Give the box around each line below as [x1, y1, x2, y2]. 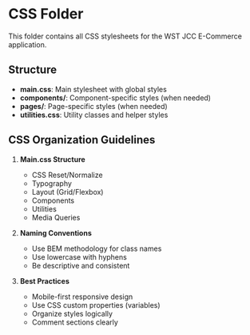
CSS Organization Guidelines [8, 133, 156, 147]
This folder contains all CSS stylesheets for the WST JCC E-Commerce [8, 31, 242, 41]
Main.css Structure [19, 154, 85, 164]
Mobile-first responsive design [31, 292, 133, 301]
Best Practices [19, 276, 69, 285]
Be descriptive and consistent [31, 260, 130, 270]
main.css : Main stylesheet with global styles [19, 84, 168, 94]
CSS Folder [8, 5, 84, 23]
